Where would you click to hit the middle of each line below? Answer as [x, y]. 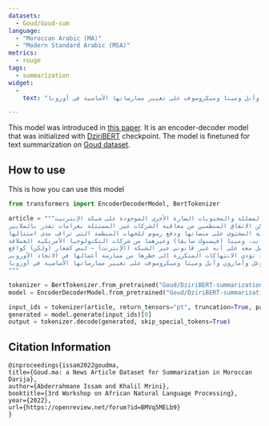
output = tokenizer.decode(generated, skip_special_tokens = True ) [119, 322]
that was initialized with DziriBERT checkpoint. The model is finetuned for [129, 136]
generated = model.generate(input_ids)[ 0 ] [80, 314]
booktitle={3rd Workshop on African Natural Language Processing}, [123, 394]
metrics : [23, 53]
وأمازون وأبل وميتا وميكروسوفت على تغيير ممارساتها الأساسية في [141, 263]
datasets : [25, 16]
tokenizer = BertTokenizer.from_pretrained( [84, 285]
